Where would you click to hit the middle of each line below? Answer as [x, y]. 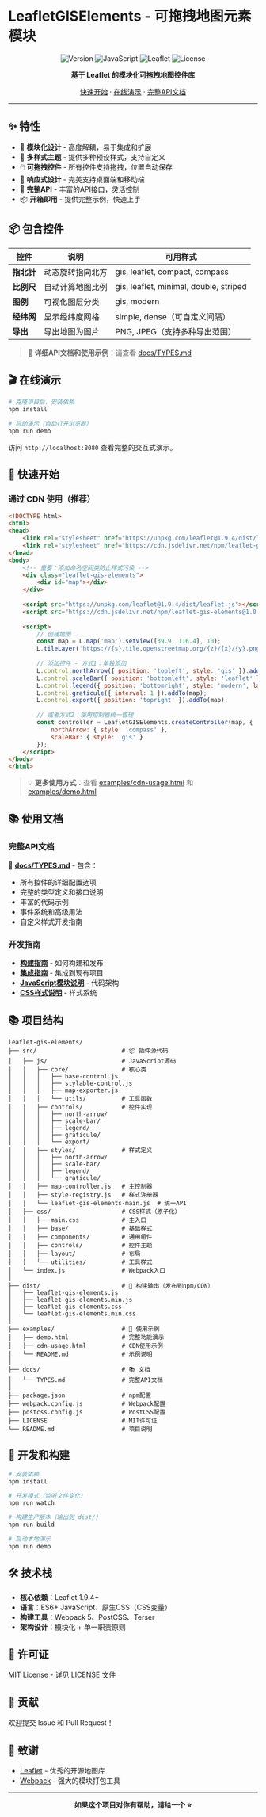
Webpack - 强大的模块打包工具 [70, 1781]
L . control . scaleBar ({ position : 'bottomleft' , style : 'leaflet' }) [150, 678]
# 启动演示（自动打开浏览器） [50, 424]
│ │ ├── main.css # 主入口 [78, 1220]
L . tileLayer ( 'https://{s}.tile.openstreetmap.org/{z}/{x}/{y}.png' [150, 649]
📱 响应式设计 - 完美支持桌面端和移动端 [82, 179]
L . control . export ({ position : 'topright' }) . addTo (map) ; [132, 700]
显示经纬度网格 [72, 316]
